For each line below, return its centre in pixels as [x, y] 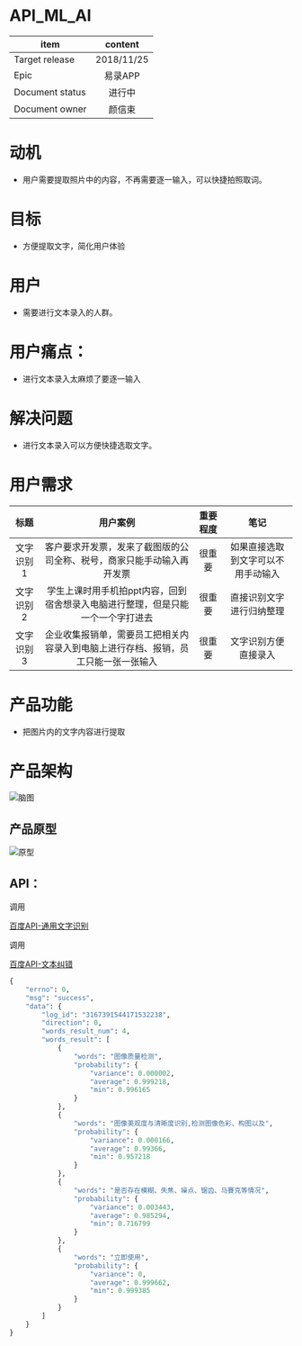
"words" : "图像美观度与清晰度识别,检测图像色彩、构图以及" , [173, 1123]
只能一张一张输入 [121, 661]
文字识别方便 [258, 641]
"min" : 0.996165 [120, 1090]
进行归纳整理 [258, 610]
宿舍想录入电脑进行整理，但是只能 [117, 604]
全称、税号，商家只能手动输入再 [121, 560]
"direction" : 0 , [72, 1023]
